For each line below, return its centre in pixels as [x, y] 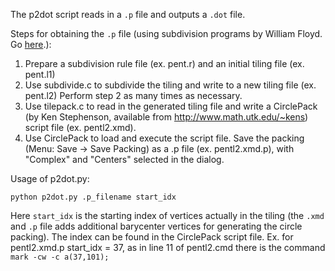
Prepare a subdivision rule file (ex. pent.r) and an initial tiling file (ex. [164, 63]
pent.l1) [40, 74]
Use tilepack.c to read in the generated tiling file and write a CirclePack [171, 106]
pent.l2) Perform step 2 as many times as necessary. [133, 95]
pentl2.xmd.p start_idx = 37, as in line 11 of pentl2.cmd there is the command [168, 247]
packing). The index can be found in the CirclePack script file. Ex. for [152, 237]
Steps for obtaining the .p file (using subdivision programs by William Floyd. [166, 33]
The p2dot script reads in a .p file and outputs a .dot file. [128, 14]
